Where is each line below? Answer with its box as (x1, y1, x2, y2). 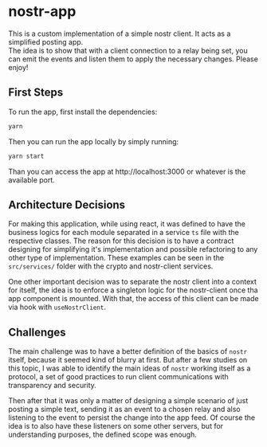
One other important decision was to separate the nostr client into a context (8, 277, 257, 287)
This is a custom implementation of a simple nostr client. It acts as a (8, 29, 231, 38)
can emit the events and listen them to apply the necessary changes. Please (8, 54, 259, 64)
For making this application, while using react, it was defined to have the (8, 219, 245, 229)
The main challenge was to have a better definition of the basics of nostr (8, 347, 248, 356)
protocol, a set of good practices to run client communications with (8, 372, 229, 382)
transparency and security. (8, 381, 97, 390)
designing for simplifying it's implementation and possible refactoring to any (8, 245, 258, 254)
